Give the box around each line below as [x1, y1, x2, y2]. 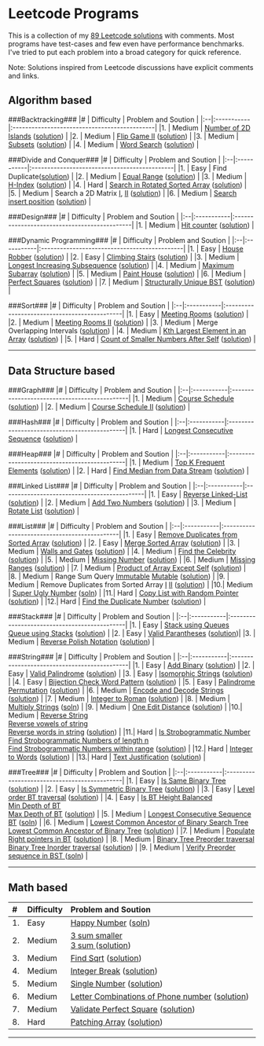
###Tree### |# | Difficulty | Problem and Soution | [8, 767, 171, 776]
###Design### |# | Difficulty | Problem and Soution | [8, 211, 179, 221]
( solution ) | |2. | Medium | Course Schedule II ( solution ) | [8, 402, 191, 411]
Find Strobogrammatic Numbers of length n [8, 736, 149, 745]
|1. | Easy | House [187, 244, 244, 253]
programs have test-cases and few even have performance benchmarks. [8, 39, 245, 48]
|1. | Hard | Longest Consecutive [129, 425, 233, 435]
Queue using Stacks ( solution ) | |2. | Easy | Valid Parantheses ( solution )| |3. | [8, 628, 256, 637]
